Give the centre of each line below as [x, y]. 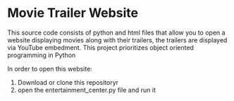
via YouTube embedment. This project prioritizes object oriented [100, 47]
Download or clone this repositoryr [68, 82]
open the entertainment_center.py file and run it [87, 90]
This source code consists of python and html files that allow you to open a [116, 32]
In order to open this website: [50, 69]
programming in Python [42, 55]
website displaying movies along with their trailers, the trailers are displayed [117, 40]
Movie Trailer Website [73, 13]
